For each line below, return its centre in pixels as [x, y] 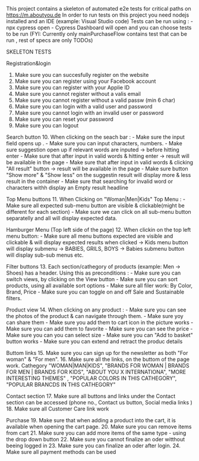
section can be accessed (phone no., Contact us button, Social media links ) [99, 402]
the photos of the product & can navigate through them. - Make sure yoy [95, 316]
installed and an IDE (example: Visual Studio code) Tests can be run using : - [99, 21]
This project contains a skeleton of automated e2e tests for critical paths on [99, 9]
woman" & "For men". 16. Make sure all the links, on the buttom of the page [98, 359]
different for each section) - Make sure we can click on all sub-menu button [99, 212]
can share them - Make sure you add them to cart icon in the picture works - [100, 322]
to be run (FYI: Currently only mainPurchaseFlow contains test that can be [97, 34]
